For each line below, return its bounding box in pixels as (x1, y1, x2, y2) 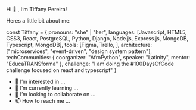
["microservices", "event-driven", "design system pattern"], (6, 48, 152, 55)
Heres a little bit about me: (6, 17, 71, 24)
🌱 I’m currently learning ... (14, 84, 79, 92)
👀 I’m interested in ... (14, 78, 66, 85)
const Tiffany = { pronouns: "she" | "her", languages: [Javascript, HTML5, (6, 29, 187, 36)
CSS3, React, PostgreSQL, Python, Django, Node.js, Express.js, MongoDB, (6, 35, 189, 42)
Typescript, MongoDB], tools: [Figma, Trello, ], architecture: (6, 42, 153, 48)
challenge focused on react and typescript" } (6, 67, 117, 74)
